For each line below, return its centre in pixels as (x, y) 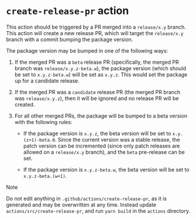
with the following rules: (43, 122)
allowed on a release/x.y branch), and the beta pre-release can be (104, 152)
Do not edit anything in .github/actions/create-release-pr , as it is (87, 198)
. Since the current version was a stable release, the (117, 139)
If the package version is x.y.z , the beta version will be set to (97, 133)
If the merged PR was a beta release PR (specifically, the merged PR (97, 62)
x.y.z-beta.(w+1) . (45, 176)
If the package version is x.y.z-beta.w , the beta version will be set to (106, 169)
